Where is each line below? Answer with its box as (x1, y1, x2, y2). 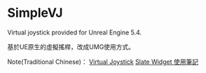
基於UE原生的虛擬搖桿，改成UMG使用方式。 (7, 42, 135, 51)
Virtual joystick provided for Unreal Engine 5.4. (7, 28, 142, 36)
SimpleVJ (7, 5, 63, 21)
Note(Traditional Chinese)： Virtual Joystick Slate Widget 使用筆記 (7, 58, 198, 66)
